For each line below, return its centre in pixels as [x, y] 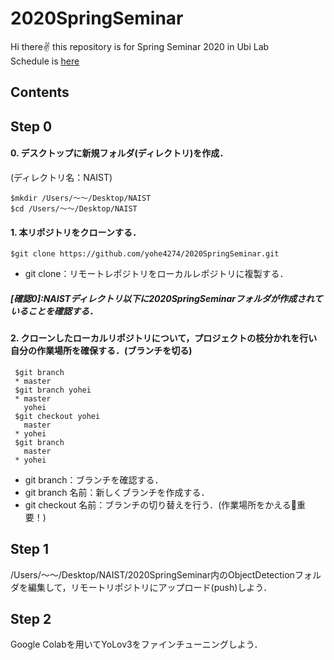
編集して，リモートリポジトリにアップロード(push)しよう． [150, 587]
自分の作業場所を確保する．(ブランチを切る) [101, 351]
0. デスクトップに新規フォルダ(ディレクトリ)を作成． [119, 153]
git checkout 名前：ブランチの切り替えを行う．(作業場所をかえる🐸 [161, 504]
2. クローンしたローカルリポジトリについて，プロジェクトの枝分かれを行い [164, 338]
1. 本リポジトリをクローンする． [76, 232]
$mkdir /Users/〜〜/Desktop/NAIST [81, 198]
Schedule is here [45, 61]
